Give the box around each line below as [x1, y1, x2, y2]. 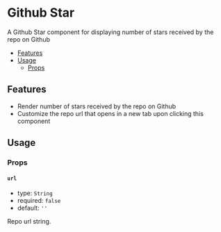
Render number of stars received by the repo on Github [17, 102, 177, 110]
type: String [17, 189, 54, 197]
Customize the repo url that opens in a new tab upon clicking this [17, 109, 204, 117]
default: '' [17, 204, 48, 213]
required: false [17, 197, 61, 205]
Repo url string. [7, 217, 51, 226]
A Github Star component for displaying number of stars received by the [7, 28, 214, 36]
